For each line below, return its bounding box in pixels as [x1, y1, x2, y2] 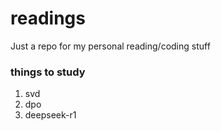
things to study [10, 65, 86, 79]
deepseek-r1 [24, 109, 77, 121]
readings [10, 7, 86, 30]
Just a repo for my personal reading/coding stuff [10, 40, 211, 52]
